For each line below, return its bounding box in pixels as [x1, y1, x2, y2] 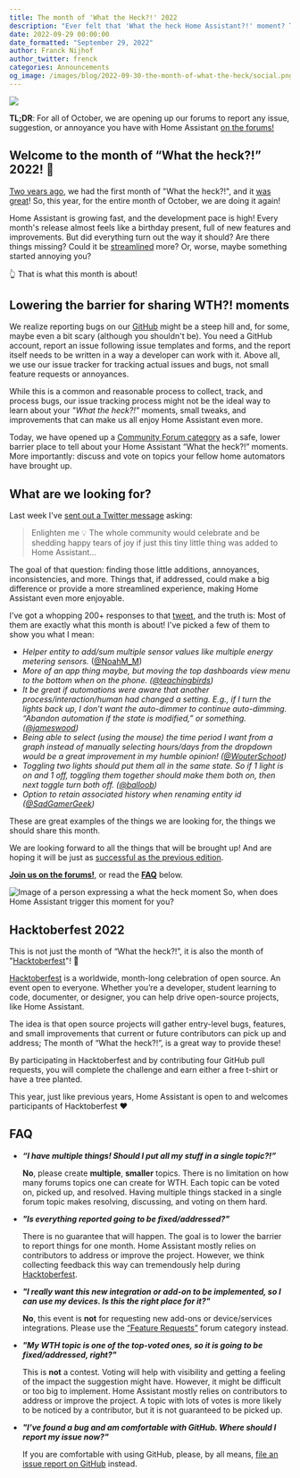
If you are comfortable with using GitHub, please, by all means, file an [21, 1448, 279, 1459]
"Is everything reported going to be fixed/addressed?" [21, 1213, 230, 1224]
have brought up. [9, 460, 73, 471]
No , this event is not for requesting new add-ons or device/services [21, 1313, 272, 1323]
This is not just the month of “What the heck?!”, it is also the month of [9, 946, 264, 957]
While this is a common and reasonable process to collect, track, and [9, 386, 263, 397]
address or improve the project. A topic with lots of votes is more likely [21, 1395, 282, 1406]
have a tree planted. [9, 1074, 83, 1085]
